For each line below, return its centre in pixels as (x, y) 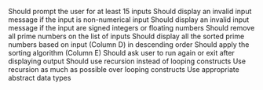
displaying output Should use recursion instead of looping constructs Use (127, 61)
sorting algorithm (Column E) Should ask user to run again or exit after (122, 53)
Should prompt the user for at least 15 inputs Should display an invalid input (130, 11)
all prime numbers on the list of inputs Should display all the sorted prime (126, 36)
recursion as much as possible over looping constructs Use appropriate (124, 69)
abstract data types (40, 78)
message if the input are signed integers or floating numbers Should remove (131, 28)
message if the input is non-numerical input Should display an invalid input (129, 20)
